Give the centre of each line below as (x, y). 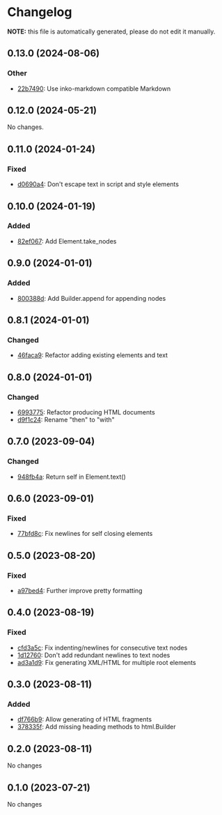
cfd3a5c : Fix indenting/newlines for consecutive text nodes (102, 648)
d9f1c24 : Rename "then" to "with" (66, 419)
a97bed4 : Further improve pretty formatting (80, 590)
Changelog (40, 12)
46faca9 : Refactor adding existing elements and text (93, 355)
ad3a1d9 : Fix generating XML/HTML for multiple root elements (106, 662)
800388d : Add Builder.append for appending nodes (92, 298)
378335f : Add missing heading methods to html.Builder (96, 727)
